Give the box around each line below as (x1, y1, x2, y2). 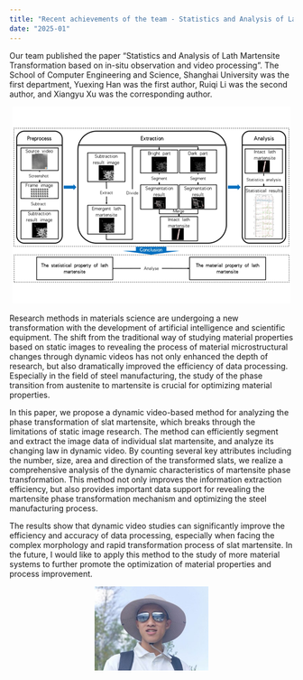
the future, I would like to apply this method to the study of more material (9, 549, 280, 560)
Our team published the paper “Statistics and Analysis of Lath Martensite (9, 50, 280, 61)
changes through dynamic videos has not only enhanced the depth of (9, 350, 269, 361)
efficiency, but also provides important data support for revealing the (9, 483, 265, 494)
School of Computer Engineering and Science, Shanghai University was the (9, 69, 290, 80)
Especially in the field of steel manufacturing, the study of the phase (9, 370, 263, 381)
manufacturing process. (9, 502, 98, 514)
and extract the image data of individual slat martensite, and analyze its (9, 435, 274, 446)
